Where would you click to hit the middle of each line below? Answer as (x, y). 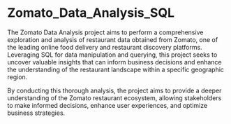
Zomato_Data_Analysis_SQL (91, 13)
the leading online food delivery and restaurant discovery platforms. (105, 47)
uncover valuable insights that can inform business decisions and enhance (114, 62)
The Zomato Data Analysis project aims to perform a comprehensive (105, 32)
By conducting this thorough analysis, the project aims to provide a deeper (114, 90)
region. (17, 77)
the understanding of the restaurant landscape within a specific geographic (116, 69)
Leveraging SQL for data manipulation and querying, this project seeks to (112, 55)
